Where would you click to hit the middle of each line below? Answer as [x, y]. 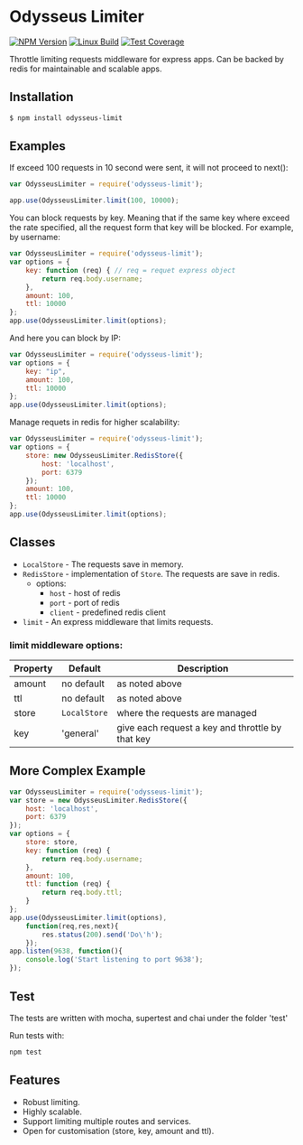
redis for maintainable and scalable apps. [86, 69]
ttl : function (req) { [68, 884]
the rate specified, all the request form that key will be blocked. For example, [151, 228]
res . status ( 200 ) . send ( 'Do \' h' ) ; [103, 935]
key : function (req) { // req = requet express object [131, 270]
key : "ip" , [46, 371]
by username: [35, 237]
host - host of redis [85, 592]
